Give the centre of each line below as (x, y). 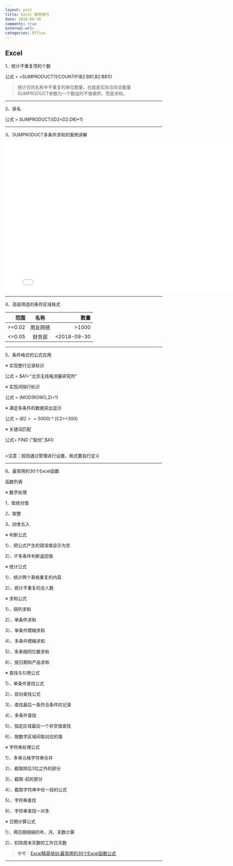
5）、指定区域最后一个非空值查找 (38, 726)
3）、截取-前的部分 (24, 779)
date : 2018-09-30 (23, 19)
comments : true (21, 24)
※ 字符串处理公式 (22, 747)
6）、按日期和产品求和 (27, 662)
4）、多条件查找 (21, 715)
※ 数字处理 (16, 492)
